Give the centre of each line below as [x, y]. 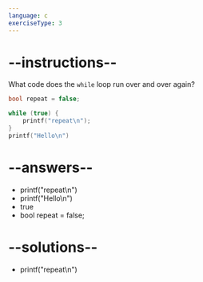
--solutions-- [53, 247]
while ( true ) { [34, 114]
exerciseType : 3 [35, 23]
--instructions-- [63, 63]
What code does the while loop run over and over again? [102, 84]
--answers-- [51, 167]
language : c [28, 16]
